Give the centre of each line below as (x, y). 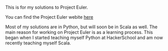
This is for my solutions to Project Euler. (47, 7)
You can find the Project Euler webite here (49, 17)
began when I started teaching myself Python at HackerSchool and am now (84, 38)
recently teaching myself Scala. (38, 43)
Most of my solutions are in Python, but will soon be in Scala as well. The (81, 27)
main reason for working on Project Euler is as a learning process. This (79, 32)
